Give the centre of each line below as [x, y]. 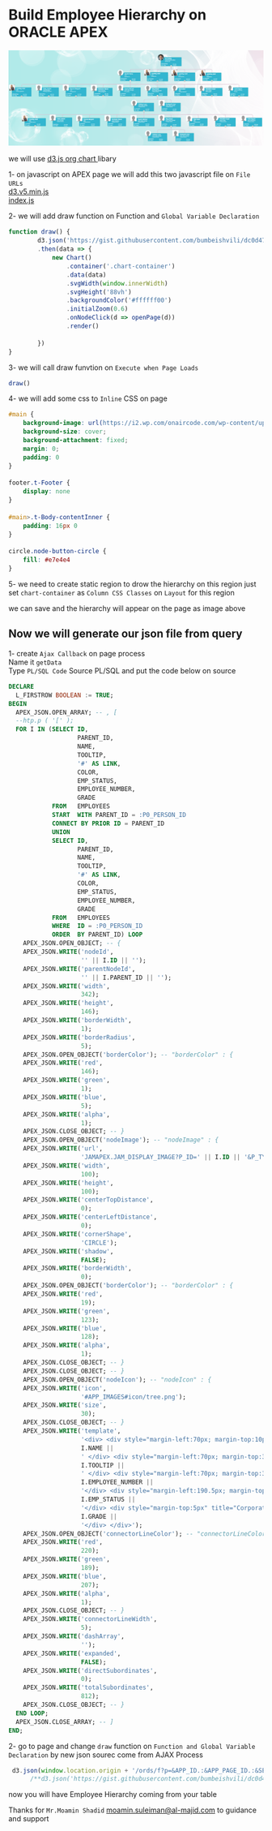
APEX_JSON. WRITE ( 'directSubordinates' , [90, 1670]
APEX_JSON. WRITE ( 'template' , [72, 1431]
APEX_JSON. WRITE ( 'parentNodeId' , [79, 969]
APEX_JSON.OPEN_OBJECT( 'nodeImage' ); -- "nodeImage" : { [121, 1140]
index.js [21, 200]
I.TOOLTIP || [103, 1465]
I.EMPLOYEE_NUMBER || [117, 1482]
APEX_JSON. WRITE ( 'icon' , [65, 1388]
